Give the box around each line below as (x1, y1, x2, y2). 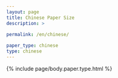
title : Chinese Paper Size (6, 15, 75, 21)
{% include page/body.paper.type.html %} (6, 65, 113, 72)
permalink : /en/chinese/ (6, 32, 69, 38)
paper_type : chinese (6, 43, 59, 49)
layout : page (6, 9, 40, 15)
